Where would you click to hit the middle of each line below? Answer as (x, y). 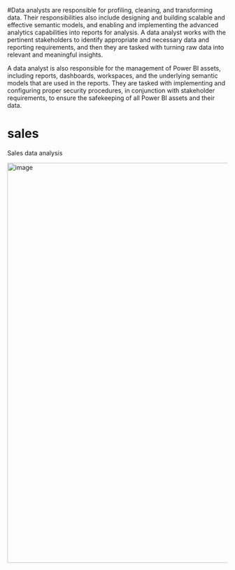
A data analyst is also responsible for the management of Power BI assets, (114, 68)
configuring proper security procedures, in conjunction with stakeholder (111, 91)
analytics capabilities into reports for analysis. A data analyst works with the (116, 32)
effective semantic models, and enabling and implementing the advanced (113, 25)
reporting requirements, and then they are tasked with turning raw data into (116, 47)
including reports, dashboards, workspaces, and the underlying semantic (113, 76)
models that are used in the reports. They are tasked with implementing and (116, 83)
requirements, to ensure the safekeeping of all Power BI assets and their (111, 98)
